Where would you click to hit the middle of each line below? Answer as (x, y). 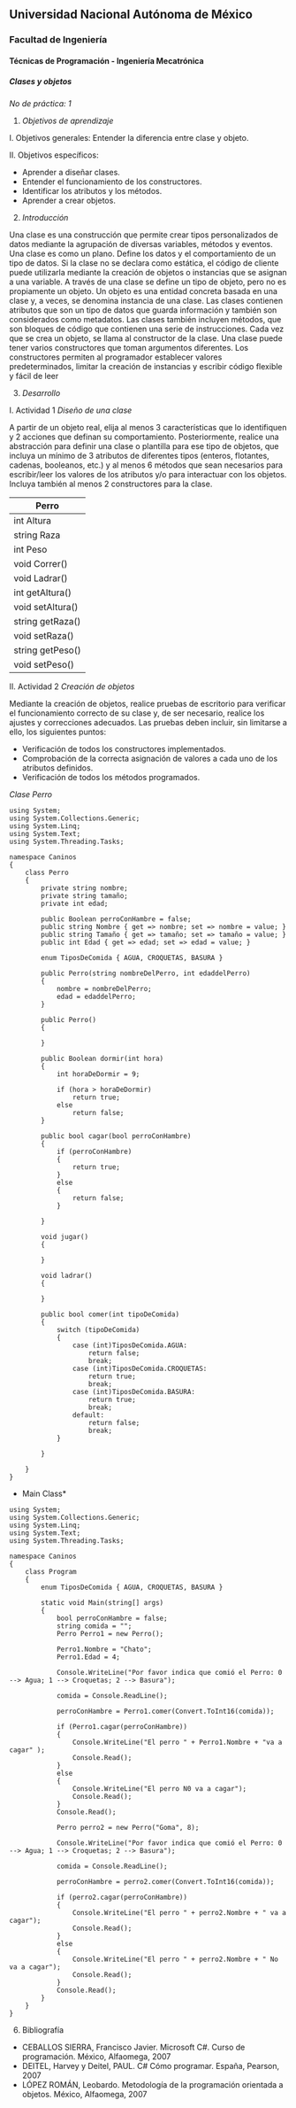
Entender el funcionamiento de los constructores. (112, 182)
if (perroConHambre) (94, 1151)
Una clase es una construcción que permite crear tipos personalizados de (144, 235)
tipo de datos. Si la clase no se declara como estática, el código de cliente (144, 263)
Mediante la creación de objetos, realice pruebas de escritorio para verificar (148, 703)
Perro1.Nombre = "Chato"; (104, 1649)
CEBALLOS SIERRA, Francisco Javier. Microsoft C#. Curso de (133, 2047)
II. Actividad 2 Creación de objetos (72, 686)
